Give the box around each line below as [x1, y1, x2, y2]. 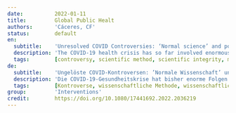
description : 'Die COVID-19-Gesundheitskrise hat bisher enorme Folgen [13, 75, 228, 83]
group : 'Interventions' [7, 88, 102, 95]
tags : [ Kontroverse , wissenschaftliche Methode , [13, 82, 181, 89]
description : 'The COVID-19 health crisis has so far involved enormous [13, 50, 231, 57]
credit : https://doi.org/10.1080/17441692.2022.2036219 [7, 95, 197, 102]
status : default [7, 29, 77, 37]
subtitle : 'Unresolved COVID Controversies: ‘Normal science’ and [13, 43, 221, 50]
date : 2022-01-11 [7, 10, 86, 18]
